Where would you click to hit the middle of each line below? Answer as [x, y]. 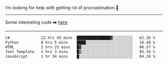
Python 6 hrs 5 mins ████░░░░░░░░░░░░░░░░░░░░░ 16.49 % [80, 42]
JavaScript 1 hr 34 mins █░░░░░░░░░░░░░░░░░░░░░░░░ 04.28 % [80, 56]
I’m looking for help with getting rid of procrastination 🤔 [62, 8]
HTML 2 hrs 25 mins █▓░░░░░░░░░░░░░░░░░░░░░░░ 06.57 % [80, 47]
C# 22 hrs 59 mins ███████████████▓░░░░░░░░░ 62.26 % [80, 38]
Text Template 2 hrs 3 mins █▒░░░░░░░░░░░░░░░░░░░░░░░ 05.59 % [80, 52]
